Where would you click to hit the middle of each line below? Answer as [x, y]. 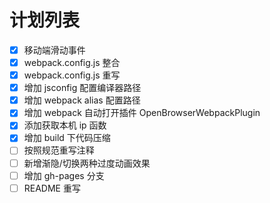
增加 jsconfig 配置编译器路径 [82, 88]
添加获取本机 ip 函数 [65, 125]
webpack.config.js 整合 [72, 62]
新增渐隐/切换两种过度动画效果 [87, 163]
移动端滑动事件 [54, 50]
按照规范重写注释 [59, 150]
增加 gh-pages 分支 [64, 175]
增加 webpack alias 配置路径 [82, 100]
